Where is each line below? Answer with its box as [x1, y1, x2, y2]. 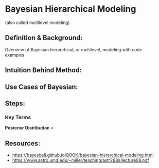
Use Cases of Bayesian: [5, 83, 78, 91]
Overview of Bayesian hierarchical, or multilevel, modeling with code [5, 46, 142, 52]
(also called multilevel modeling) [5, 20, 70, 25]
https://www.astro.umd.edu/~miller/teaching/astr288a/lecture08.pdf [12, 157, 149, 163]
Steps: [5, 99, 25, 107]
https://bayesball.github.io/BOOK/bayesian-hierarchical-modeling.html [12, 152, 154, 158]
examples [5, 52, 25, 58]
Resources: [5, 139, 40, 147]
